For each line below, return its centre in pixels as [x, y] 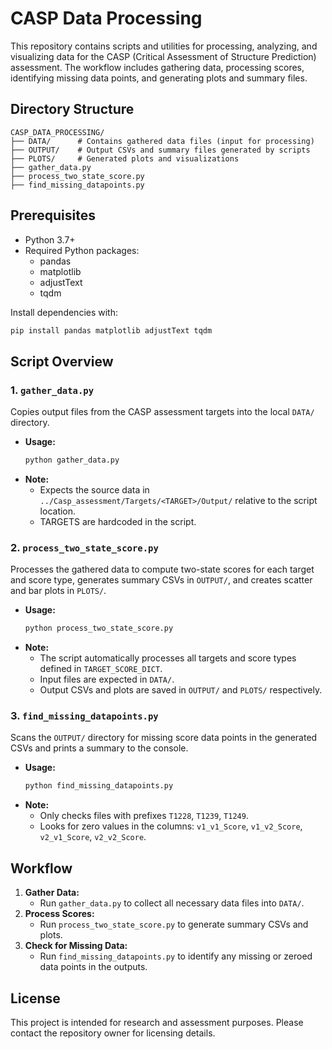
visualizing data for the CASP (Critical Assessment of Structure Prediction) [163, 56]
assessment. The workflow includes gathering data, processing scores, [157, 67]
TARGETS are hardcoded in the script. [118, 521]
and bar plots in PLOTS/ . [58, 591]
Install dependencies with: [64, 312]
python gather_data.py [72, 460]
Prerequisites [53, 215]
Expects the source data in [94, 490]
